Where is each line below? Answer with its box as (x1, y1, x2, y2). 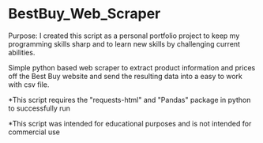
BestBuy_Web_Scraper (8, 5, 161, 23)
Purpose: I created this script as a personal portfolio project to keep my (8, 31, 240, 40)
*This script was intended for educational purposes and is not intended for (8, 119, 252, 128)
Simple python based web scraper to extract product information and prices (8, 62, 256, 72)
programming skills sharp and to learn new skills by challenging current (8, 39, 241, 48)
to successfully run (8, 103, 71, 113)
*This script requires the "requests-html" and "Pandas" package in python (8, 95, 251, 104)
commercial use (8, 127, 61, 137)
